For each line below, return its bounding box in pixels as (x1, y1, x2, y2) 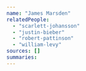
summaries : (6, 54, 38, 61)
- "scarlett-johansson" (12, 22, 80, 29)
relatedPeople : (6, 16, 50, 23)
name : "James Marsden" (6, 9, 71, 17)
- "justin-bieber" (12, 28, 66, 36)
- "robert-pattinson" (12, 35, 74, 42)
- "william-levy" (12, 41, 62, 48)
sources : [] (6, 48, 40, 55)
